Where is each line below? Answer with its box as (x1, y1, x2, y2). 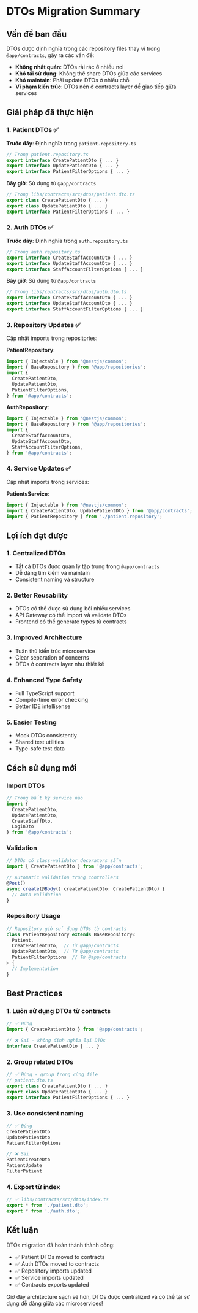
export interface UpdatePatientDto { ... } (6, 163, 119, 169)
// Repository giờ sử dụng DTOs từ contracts (6, 925, 127, 932)
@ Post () (6, 880, 26, 887)
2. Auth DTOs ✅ (6, 223, 54, 231)
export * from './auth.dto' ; (6, 1207, 81, 1214)
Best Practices (6, 988, 63, 999)
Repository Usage (6, 912, 61, 920)
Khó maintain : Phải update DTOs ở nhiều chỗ (15, 77, 130, 83)
